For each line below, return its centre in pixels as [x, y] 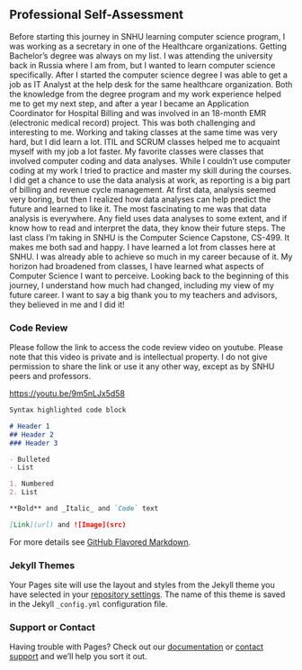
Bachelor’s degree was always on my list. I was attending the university [141, 55]
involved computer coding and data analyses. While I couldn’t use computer [150, 160]
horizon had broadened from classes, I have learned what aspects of [137, 266]
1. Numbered [31, 484]
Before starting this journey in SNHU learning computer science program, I [147, 36]
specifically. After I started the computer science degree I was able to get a [148, 75]
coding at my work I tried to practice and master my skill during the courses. [151, 170]
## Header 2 [31, 435]
